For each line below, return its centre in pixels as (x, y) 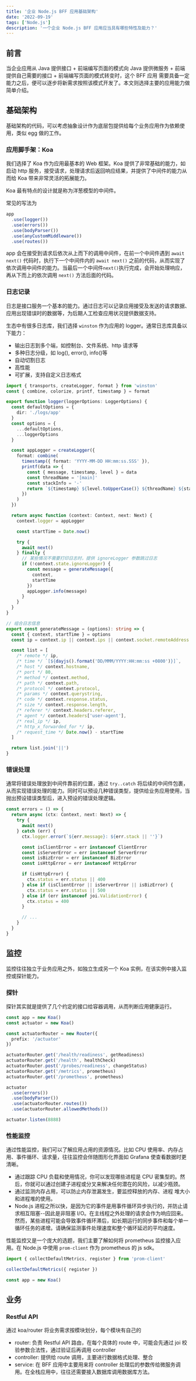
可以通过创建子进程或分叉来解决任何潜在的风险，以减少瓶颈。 (109, 1184)
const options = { (34, 423)
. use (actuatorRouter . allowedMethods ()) (60, 1109)
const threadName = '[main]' (62, 478)
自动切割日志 (30, 360)
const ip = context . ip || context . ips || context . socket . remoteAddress (100, 640)
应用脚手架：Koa (30, 149)
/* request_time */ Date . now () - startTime (70, 732)
